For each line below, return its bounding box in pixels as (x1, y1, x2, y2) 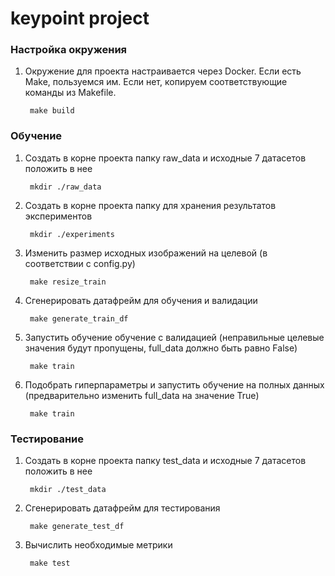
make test (29, 558, 71, 569)
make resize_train (29, 277, 107, 287)
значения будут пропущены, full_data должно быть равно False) (24, 342, 298, 354)
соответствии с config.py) (24, 257, 136, 269)
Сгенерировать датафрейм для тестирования (24, 502, 221, 514)
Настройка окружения (10, 43, 128, 57)
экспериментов (24, 210, 93, 222)
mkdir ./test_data (29, 485, 107, 495)
